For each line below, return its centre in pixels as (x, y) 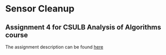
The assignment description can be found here (54, 47)
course (17, 35)
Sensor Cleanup (40, 9)
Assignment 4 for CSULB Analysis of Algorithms (83, 27)
